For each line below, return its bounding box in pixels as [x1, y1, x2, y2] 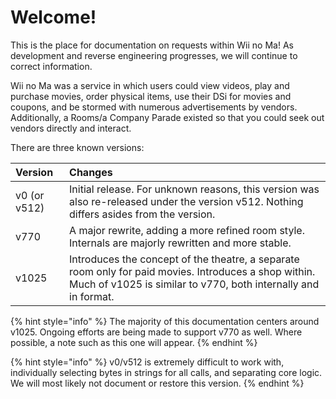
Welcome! [10, 6, 97, 29]
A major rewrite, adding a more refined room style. [69, 223, 305, 237]
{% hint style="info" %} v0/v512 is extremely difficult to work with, [10, 356, 285, 368]
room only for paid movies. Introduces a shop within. [69, 264, 316, 278]
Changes [69, 165, 113, 179]
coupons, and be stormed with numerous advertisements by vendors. [10, 101, 298, 113]
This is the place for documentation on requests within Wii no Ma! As [10, 39, 294, 51]
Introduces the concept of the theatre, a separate [69, 252, 300, 266]
